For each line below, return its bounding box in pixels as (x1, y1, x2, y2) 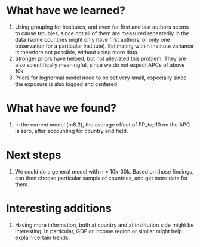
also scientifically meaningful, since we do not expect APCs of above (14, 61, 185, 69)
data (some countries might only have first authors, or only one (14, 36, 170, 43)
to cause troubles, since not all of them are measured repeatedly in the (14, 29, 189, 36)
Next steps (6, 149, 61, 162)
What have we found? (6, 101, 117, 115)
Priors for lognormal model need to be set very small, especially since (14, 74, 187, 81)
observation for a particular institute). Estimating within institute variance (14, 42, 194, 50)
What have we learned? (6, 4, 125, 17)
